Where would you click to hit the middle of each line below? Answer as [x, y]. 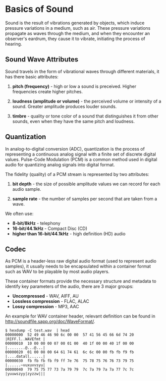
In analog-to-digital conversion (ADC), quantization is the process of [75, 149]
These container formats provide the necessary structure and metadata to [81, 281]
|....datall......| [25, 357]
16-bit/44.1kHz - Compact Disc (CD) [50, 228]
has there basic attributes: [32, 77]
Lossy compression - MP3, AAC [46, 307]
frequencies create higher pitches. [48, 91]
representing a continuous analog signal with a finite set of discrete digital [81, 154]
